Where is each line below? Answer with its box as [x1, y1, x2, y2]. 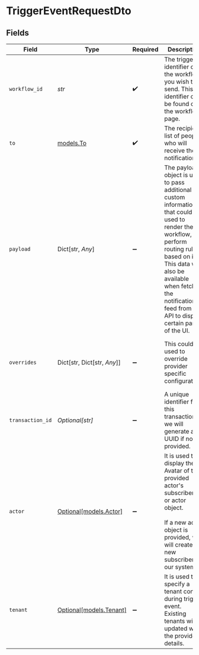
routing [163, 245, 185, 253]
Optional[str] [57, 416, 94, 424]
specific [163, 369, 187, 378]
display [163, 459, 185, 467]
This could [163, 340, 194, 348]
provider [163, 362, 188, 370]
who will [163, 139, 188, 147]
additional [163, 186, 192, 194]
